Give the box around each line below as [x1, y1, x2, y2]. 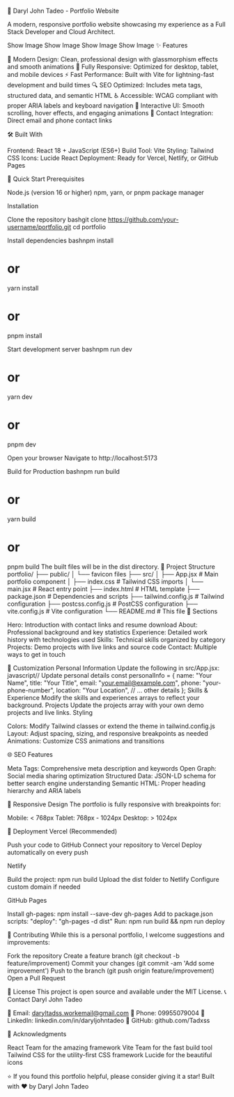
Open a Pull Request [7, 973, 66, 982]
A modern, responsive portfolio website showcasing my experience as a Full [7, 20, 226, 28]
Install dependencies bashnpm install [7, 236, 114, 245]
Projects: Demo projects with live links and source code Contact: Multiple [7, 643, 217, 651]
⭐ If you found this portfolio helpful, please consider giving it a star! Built [7, 1072, 214, 1080]
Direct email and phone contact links [7, 116, 113, 124]
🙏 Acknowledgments [7, 1029, 67, 1038]
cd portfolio [72, 223, 107, 231]
